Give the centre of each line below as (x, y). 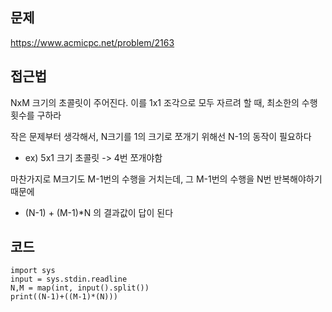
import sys (33, 271)
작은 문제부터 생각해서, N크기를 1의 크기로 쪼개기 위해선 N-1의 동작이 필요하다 (161, 136)
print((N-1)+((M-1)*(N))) (64, 297)
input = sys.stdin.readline (69, 279)
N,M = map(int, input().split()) (80, 288)
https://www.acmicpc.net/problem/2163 (92, 42)
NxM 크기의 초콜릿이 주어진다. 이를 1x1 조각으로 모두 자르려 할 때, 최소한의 (155, 102)
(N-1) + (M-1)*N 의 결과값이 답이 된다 (99, 212)
